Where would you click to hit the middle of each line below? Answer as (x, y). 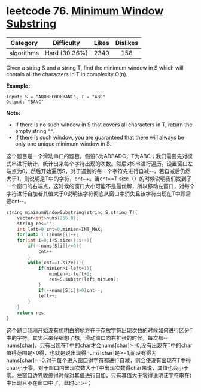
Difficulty (66, 43)
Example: (18, 86)
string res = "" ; (36, 224)
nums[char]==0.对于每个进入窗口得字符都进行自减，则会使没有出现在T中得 (99, 360)
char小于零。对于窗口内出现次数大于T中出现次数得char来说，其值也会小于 (98, 368)
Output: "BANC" (25, 102)
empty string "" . (35, 131)
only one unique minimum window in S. (63, 144)
